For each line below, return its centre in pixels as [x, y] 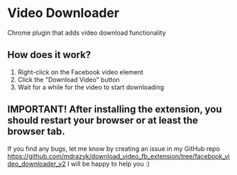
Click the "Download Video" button [69, 79]
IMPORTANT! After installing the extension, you [115, 109]
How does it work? [49, 55]
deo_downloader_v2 [37, 164]
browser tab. [36, 131]
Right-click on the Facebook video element [81, 72]
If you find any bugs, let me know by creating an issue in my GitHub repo [114, 148]
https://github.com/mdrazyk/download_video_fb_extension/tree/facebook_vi [118, 156]
